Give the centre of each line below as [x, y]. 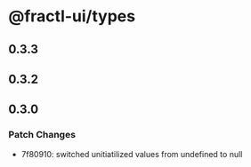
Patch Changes [42, 135]
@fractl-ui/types [72, 16]
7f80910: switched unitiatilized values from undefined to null [132, 154]
